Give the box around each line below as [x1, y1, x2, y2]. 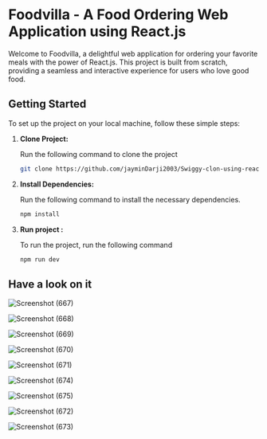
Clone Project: [19, 134, 69, 143]
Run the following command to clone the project [19, 149, 178, 159]
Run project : [19, 225, 64, 234]
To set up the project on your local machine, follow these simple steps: [8, 118, 241, 128]
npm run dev [19, 255, 60, 264]
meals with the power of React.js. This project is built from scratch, [8, 57, 229, 67]
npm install [19, 210, 60, 218]
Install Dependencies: [19, 179, 94, 189]
